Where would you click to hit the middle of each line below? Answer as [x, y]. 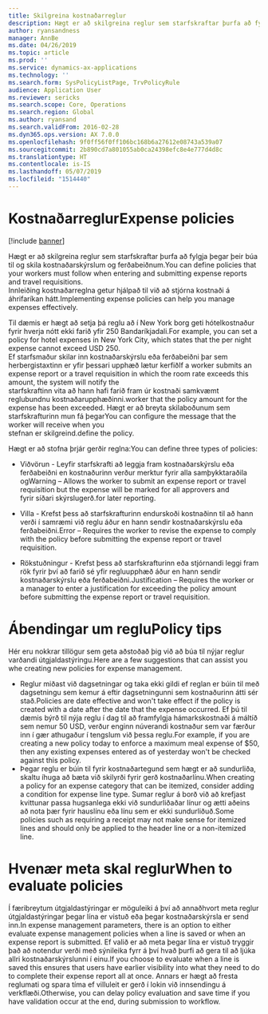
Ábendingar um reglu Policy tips [115, 629]
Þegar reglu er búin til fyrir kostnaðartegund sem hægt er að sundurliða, [138, 769]
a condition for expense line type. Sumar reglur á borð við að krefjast [132, 794]
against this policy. [51, 760]
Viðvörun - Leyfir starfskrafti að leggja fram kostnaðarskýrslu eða [127, 463]
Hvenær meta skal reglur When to [120, 869]
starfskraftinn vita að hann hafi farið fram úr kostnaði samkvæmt [114, 390]
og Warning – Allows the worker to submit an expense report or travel [133, 481]
